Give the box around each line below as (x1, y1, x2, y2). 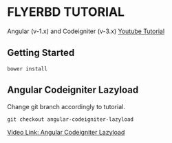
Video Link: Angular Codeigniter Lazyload (7, 128, 125, 136)
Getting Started (7, 47, 75, 59)
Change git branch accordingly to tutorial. (7, 102, 125, 111)
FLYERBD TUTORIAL (7, 4, 125, 20)
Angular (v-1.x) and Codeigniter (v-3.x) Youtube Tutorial (7, 27, 165, 35)
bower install (7, 65, 48, 73)
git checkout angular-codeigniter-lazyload (7, 115, 134, 123)
